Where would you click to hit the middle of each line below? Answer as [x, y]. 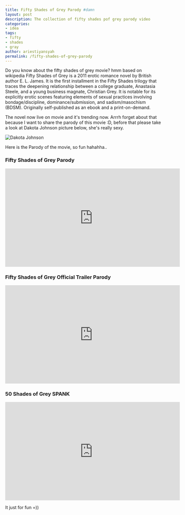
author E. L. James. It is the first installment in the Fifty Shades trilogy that [81, 81]
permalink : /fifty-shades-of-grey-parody [49, 56]
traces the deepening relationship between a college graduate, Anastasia [80, 86]
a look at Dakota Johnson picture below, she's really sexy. [65, 128]
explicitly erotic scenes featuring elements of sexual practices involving [79, 97]
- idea [12, 28]
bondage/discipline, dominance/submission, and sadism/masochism [76, 102]
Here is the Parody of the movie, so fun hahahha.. [56, 147]
